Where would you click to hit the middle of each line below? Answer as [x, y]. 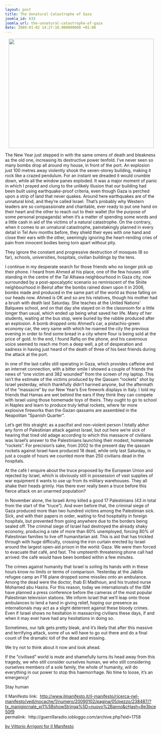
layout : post [18, 9]
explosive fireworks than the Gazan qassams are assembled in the [71, 410]
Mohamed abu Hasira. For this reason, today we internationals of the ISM [78, 587]
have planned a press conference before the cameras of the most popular [79, 593]
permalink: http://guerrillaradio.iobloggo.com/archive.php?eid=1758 [73, 717]
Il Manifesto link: [21, 696]
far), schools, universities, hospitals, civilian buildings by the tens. [70, 257]
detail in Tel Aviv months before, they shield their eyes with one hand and [78, 232]
